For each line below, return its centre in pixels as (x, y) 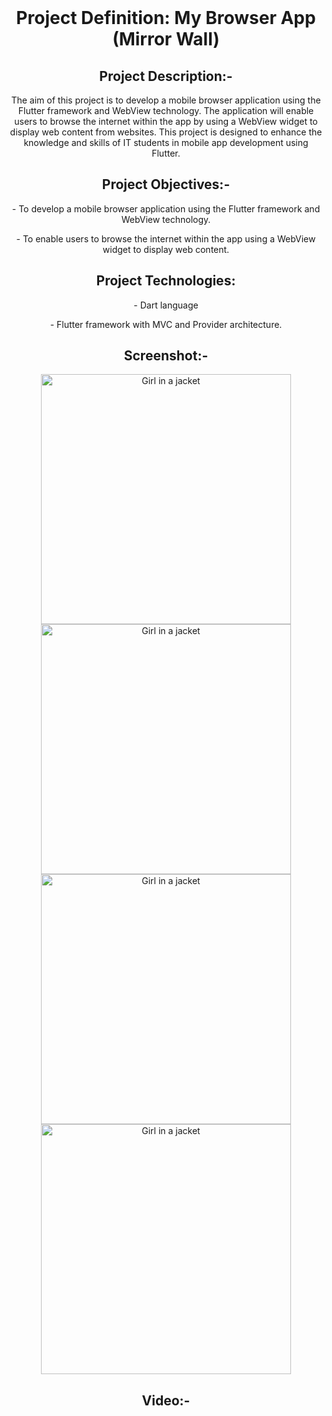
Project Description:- (166, 76)
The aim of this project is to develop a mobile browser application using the (166, 100)
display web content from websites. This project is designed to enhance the (166, 132)
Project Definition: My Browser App (166, 18)
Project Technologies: (166, 281)
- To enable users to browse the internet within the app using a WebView (166, 238)
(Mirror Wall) (166, 39)
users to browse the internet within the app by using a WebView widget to (166, 121)
